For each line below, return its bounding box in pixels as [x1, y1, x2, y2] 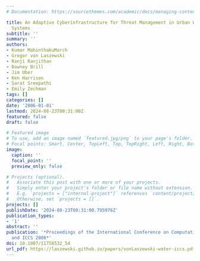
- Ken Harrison [6, 75, 44, 81]
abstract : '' [6, 224, 39, 230]
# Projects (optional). [6, 174, 65, 180]
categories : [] [6, 97, 44, 103]
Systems [11, 25, 31, 31]
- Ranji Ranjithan [6, 58, 52, 64]
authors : [6, 42, 28, 48]
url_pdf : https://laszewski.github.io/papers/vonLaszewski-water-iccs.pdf [6, 246, 196, 252]
